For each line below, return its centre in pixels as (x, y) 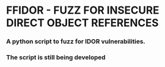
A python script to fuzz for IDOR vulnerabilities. (76, 42)
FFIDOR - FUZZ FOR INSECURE (83, 10)
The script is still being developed (56, 58)
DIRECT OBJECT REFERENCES (82, 23)
